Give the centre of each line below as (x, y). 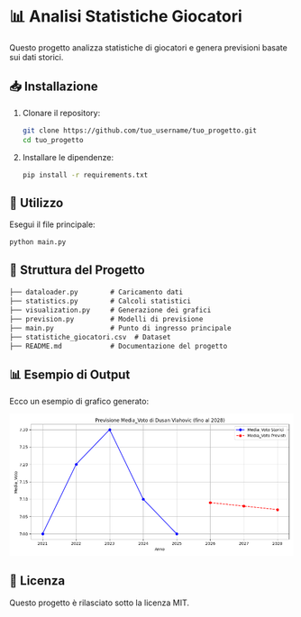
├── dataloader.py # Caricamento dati (96, 292)
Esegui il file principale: (53, 224)
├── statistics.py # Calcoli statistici (100, 301)
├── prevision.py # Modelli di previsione (106, 319)
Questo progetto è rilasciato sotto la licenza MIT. (100, 603)
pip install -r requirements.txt (85, 175)
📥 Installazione (54, 87)
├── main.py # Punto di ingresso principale (120, 328)
